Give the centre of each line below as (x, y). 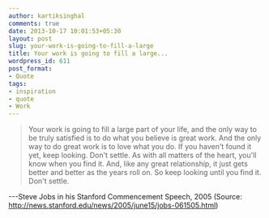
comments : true (34, 24)
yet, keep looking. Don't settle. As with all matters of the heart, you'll (142, 156)
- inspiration (32, 91)
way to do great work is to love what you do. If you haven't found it (140, 147)
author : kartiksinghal (47, 16)
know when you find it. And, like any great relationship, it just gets (138, 164)
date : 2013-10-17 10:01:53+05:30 (65, 31)
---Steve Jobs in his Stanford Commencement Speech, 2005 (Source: (126, 197)
